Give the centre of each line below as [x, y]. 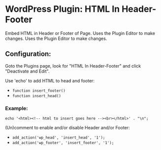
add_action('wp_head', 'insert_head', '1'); [59, 138]
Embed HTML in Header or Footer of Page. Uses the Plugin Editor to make [80, 33]
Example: [16, 108]
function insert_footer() [39, 91]
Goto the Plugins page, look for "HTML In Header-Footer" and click [73, 66]
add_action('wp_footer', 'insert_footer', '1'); [63, 143]
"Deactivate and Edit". [27, 71]
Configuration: [28, 54]
